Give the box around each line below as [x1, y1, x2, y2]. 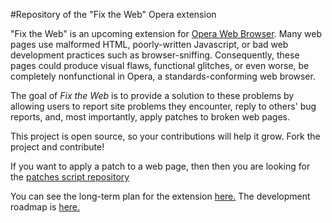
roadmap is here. [10, 201, 81, 213]
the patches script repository [10, 171, 130, 183]
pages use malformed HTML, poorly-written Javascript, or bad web [10, 39, 289, 50]
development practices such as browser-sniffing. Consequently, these [10, 49, 300, 61]
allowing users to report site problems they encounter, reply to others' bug [10, 100, 317, 112]
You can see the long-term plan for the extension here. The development [10, 190, 311, 202]
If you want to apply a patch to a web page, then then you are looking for [10, 160, 311, 172]
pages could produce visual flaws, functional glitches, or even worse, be [10, 60, 310, 71]
